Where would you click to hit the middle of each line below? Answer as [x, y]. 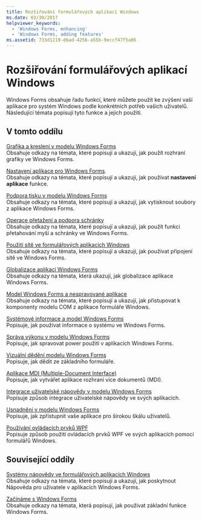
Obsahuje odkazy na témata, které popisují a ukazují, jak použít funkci [93, 226]
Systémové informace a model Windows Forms [65, 318]
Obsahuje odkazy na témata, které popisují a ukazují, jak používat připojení [99, 251]
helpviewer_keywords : [34, 23]
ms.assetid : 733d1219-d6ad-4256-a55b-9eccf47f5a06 [71, 40]
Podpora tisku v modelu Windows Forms [57, 195]
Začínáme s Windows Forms [42, 499]
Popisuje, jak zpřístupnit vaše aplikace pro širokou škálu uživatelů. [89, 416]
